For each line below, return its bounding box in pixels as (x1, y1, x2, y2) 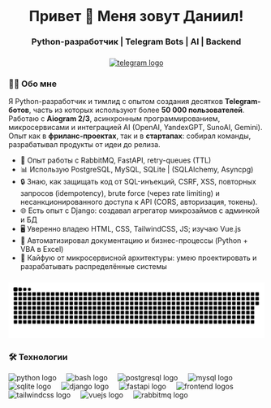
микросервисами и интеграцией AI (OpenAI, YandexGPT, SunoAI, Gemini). (8, 123, 263, 132)
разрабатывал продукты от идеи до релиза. (8, 140, 161, 150)
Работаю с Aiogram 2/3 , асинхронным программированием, (8, 114, 221, 124)
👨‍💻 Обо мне (8, 78, 58, 89)
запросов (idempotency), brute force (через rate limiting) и (19, 189, 221, 198)
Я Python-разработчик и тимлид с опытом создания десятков (8, 97, 223, 106)
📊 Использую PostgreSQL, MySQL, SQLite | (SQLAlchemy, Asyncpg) (19, 165, 254, 175)
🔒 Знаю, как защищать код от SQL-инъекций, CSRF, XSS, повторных (19, 177, 257, 187)
